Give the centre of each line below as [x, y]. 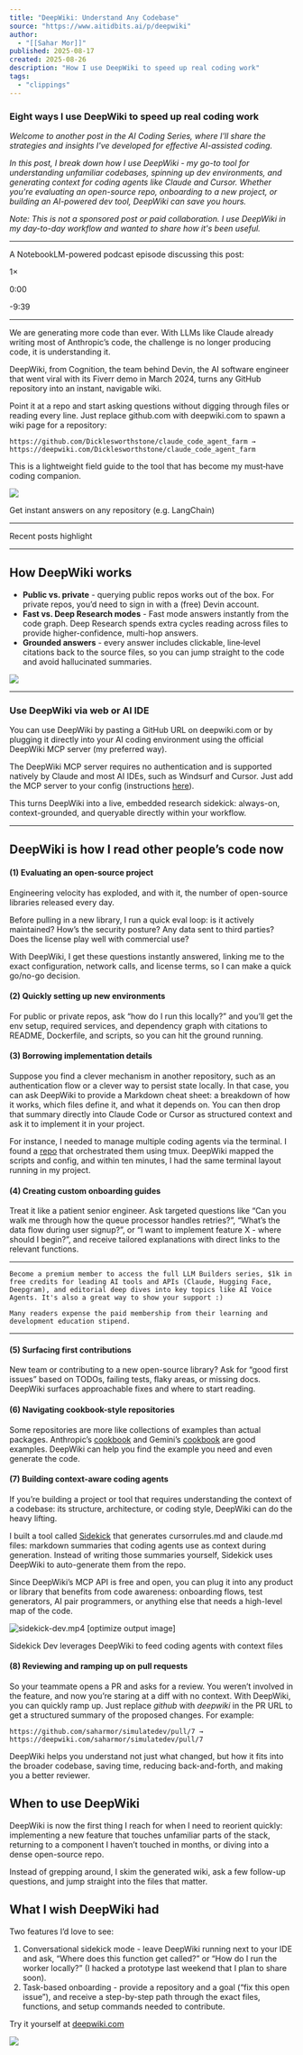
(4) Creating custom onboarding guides [85, 1190]
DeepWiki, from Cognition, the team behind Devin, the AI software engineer [149, 369]
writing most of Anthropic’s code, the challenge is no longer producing [140, 342]
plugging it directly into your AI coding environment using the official [137, 739]
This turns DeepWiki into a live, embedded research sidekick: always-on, [145, 803]
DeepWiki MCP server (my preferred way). [88, 749]
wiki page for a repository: [58, 425]
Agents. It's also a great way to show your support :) [116, 1298]
